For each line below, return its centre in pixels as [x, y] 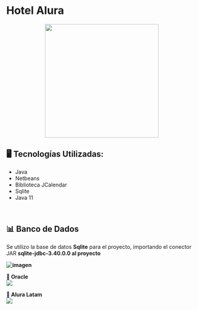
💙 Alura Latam [24, 294]
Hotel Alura [35, 11]
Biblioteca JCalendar [41, 185]
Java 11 [24, 197]
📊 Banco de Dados [43, 229]
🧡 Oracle [17, 277]
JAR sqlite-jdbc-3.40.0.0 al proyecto [54, 253]
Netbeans [27, 178]
